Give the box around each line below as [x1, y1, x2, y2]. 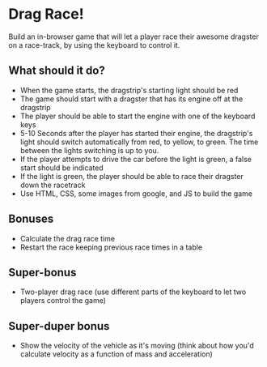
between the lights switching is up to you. [19, 145, 159, 155]
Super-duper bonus [8, 319, 110, 333]
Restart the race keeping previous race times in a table [19, 242, 203, 252]
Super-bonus [8, 265, 77, 280]
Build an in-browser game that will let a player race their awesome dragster [8, 32, 259, 41]
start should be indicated [19, 163, 104, 173]
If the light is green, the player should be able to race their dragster [19, 171, 244, 181]
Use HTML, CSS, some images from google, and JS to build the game [19, 188, 253, 198]
